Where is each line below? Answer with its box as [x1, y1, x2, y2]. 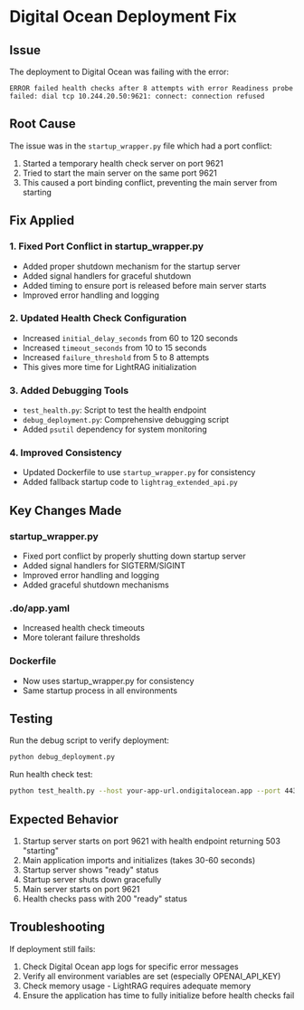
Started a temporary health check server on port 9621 [22, 157, 224, 168]
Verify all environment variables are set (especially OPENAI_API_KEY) [22, 970, 281, 981]
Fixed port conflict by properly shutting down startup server [22, 550, 246, 562]
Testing [9, 711, 53, 727]
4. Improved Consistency [9, 446, 122, 459]
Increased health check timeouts [22, 623, 145, 634]
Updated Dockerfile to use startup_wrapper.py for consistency [22, 467, 256, 478]
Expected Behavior [9, 812, 119, 827]
